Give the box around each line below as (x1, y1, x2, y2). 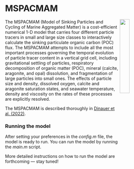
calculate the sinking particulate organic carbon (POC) (5, 39, 114, 45)
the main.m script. (5, 144, 42, 150)
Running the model (5, 123, 51, 129)
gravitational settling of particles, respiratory (5, 60, 94, 66)
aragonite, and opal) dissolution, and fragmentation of (5, 70, 113, 76)
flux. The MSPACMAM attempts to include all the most (5, 45, 114, 50)
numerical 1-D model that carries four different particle (5, 29, 114, 35)
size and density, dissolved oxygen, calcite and (5, 80, 100, 86)
